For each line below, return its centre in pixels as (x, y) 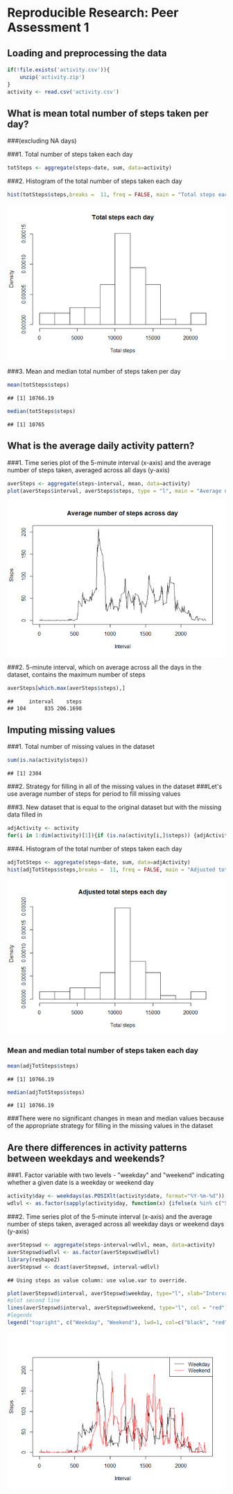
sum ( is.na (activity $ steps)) (48, 761)
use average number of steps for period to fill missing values (94, 793)
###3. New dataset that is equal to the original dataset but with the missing (114, 807)
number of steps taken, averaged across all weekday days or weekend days (116, 1224)
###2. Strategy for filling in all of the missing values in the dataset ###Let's (115, 786)
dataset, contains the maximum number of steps (76, 675)
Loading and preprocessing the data (87, 53)
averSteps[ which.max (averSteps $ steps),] (67, 688)
